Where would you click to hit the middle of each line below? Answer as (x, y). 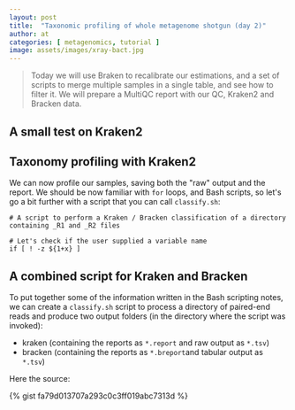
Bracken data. (56, 104)
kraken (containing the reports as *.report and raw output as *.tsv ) (146, 343)
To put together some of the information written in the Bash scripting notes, (147, 298)
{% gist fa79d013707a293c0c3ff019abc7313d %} (98, 396)
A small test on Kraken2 (76, 132)
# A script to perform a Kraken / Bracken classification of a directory (148, 218)
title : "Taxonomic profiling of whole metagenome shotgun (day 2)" (138, 26)
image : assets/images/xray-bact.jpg (76, 50)
